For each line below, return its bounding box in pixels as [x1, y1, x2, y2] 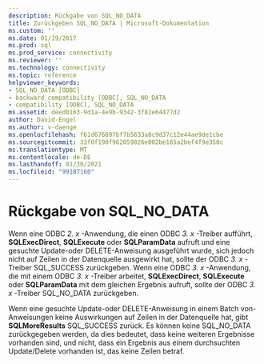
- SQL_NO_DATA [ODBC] [8, 86, 81, 94]
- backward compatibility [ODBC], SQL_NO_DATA [8, 94, 166, 102]
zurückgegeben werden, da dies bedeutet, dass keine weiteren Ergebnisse [8, 329, 255, 338]
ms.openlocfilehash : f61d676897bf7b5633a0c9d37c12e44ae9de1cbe [8, 130, 224, 138]
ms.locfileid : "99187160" [8, 168, 94, 176]
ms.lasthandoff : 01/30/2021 [8, 161, 102, 169]
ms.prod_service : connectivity [8, 49, 113, 57]
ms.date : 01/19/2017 [8, 34, 78, 42]
